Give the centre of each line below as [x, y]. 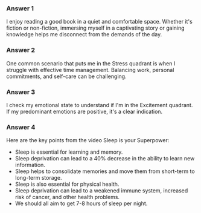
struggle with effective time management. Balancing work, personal [90, 70]
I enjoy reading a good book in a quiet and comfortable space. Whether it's [100, 22]
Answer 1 [20, 8]
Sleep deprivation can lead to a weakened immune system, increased [101, 191]
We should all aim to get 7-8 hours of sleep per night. [81, 203]
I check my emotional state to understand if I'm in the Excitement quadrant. [100, 105]
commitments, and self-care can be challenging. [66, 76]
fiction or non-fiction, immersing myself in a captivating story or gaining [96, 28]
